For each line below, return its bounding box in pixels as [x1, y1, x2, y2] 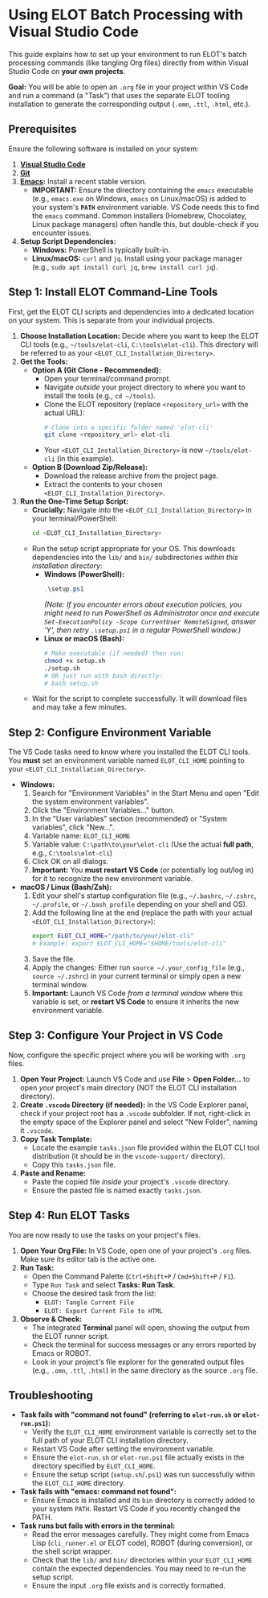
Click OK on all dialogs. [31, 857, 109, 867]
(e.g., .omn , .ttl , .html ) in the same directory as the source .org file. [31, 1365, 258, 1375]
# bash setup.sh [43, 679, 99, 687]
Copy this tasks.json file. [31, 1159, 116, 1169]
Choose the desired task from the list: [31, 1288, 156, 1298]
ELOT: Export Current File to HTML [43, 1307, 163, 1315]
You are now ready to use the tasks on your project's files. [8, 1229, 201, 1240]
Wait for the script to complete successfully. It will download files [31, 694, 247, 703]
